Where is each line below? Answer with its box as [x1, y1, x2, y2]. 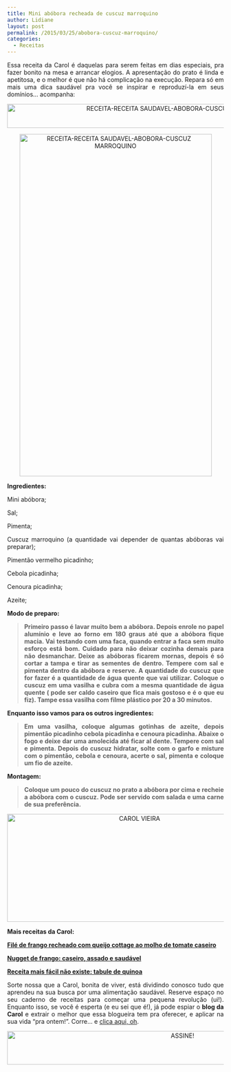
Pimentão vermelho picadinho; [7, 556, 94, 564]
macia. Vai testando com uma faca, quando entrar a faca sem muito [23, 637, 224, 645]
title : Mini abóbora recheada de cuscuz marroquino [7, 10, 158, 17]
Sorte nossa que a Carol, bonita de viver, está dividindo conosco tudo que [7, 981, 224, 989]
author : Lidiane [7, 17, 54, 23]
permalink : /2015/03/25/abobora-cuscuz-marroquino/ [7, 29, 158, 36]
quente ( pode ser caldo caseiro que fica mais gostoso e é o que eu [23, 689, 224, 696]
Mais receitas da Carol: [7, 928, 74, 936]
